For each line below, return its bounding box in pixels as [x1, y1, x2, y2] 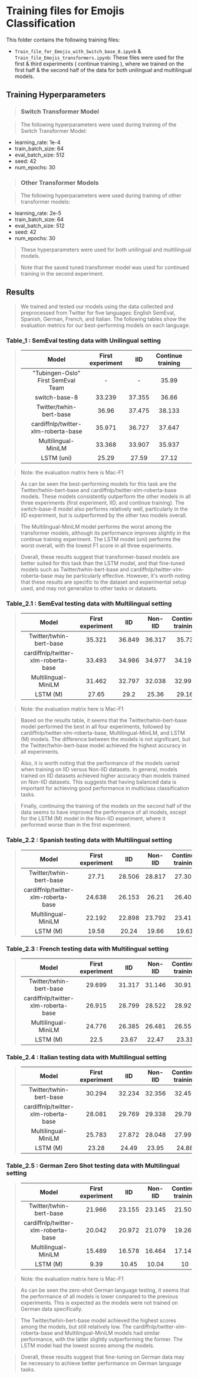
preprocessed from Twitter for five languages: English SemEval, [20, 309, 176, 316]
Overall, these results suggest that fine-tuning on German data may [20, 1353, 184, 1360]
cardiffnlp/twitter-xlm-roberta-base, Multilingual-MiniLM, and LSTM [20, 729, 186, 737]
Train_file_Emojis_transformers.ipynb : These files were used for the [14, 54, 184, 61]
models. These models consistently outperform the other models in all [20, 493, 191, 500]
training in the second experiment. [20, 270, 104, 277]
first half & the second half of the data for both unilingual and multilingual [14, 66, 192, 73]
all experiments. [20, 748, 60, 755]
